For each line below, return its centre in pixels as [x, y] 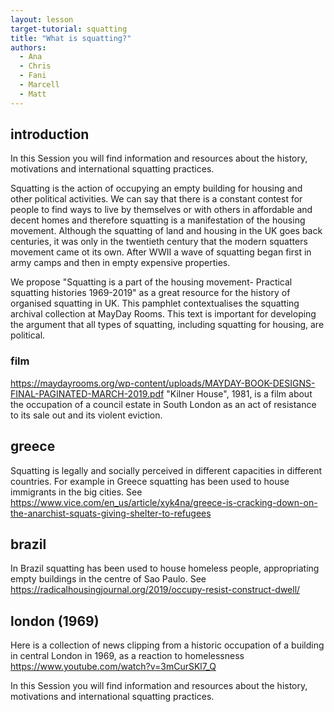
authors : [28, 47]
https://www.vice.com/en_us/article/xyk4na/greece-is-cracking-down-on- [164, 502]
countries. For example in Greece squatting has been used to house [150, 481]
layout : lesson [42, 19]
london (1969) [55, 621]
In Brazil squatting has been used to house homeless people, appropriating [165, 568]
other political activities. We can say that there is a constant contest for [156, 199]
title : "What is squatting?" [71, 38]
